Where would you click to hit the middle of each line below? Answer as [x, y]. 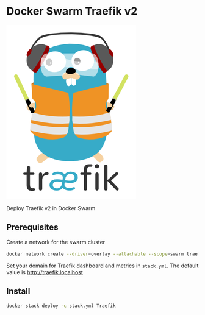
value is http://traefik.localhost [45, 272]
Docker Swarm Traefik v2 [72, 11]
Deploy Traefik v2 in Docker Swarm [51, 208]
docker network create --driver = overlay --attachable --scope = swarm [95, 254]
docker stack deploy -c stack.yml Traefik [61, 306]
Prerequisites [32, 228]
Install [18, 292]
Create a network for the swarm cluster [56, 242]
